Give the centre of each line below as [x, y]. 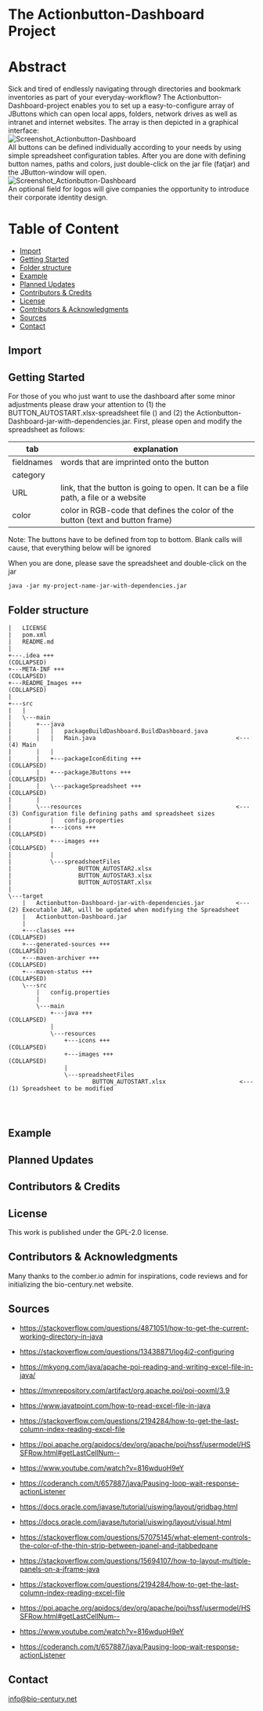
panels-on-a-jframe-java [59, 1569]
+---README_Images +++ [45, 683]
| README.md [31, 642]
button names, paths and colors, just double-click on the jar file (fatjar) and [129, 164]
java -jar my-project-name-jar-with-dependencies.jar [98, 586]
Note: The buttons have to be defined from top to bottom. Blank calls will [125, 540]
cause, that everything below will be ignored [79, 548]
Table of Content [64, 229]
